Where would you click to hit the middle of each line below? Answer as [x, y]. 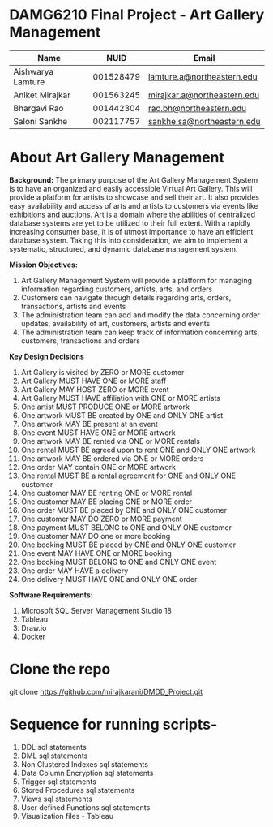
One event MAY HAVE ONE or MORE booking [96, 553]
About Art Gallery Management [117, 158]
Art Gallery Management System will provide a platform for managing [136, 280]
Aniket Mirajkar [42, 95]
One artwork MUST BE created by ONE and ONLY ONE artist [122, 415]
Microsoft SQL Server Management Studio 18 [96, 610]
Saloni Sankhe [41, 121]
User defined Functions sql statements [85, 807]
